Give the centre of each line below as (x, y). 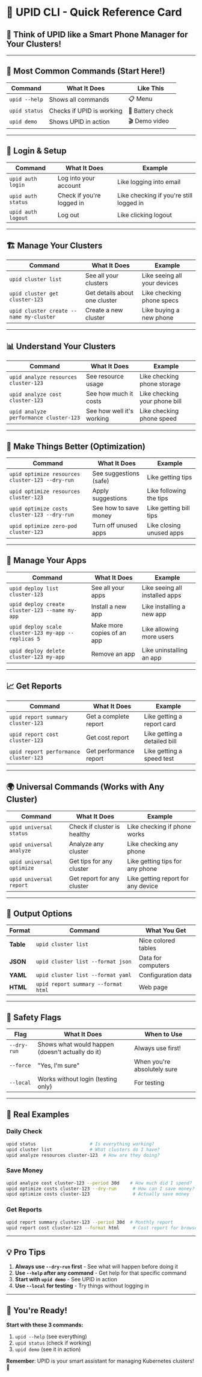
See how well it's (110, 411)
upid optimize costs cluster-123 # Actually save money (98, 1194)
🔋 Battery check (151, 111)
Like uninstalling (165, 650)
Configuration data (165, 976)
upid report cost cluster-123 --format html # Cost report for (93, 1228)
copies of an (109, 633)
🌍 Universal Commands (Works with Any (85, 787)
